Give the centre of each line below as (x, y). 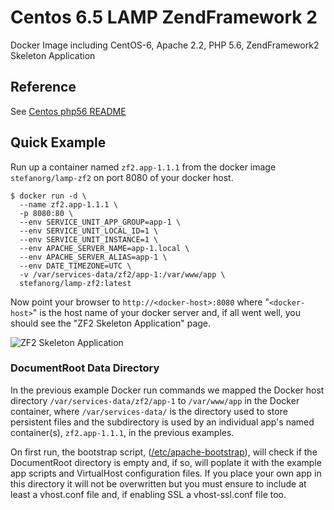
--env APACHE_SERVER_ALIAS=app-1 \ (93, 257)
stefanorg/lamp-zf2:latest (75, 283)
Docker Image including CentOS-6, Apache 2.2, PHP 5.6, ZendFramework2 (165, 45)
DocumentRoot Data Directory (85, 368)
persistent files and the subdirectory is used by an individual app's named (162, 422)
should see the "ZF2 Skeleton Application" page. (111, 323)
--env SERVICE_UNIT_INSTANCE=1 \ (89, 239)
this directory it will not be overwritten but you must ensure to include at (158, 483)
